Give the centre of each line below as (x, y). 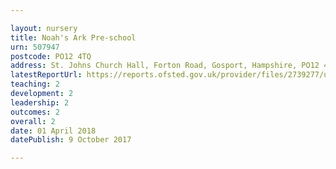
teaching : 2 (35, 84)
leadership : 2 (40, 102)
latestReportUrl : (46, 75)
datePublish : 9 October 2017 (71, 140)
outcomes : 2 (35, 112)
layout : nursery (44, 28)
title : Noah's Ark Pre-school (73, 37)
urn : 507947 (35, 47)
